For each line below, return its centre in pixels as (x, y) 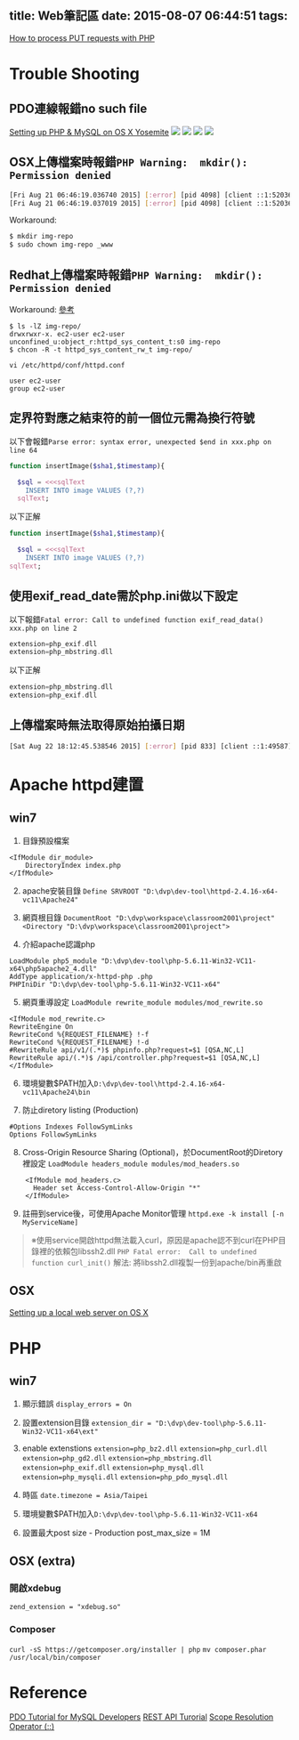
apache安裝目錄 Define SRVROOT (81, 890)
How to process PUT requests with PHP (82, 37)
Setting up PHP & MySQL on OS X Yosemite (89, 132)
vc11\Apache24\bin (56, 1092)
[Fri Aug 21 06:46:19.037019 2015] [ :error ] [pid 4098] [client (131, 203)
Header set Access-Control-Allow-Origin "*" (117, 1188)
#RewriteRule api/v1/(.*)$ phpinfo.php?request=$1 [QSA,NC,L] (127, 1050)
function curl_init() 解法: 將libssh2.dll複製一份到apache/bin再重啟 (156, 1262)
